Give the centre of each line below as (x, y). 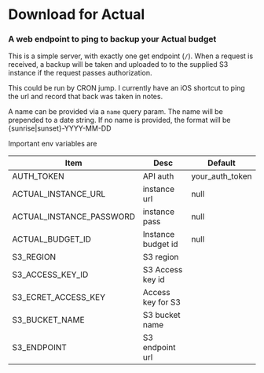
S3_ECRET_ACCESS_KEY (59, 297)
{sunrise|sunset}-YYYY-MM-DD (60, 128)
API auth (158, 176)
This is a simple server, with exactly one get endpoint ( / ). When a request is (131, 56)
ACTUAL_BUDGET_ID (52, 239)
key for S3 (161, 302)
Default (221, 163)
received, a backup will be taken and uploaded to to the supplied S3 (118, 65)
